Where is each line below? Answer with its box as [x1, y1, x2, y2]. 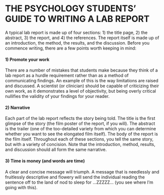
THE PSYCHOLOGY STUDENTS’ [5, 3, 136, 14]
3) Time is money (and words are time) [5, 158, 85, 164]
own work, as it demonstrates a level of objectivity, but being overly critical [5, 88, 156, 94]
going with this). [5, 184, 38, 190]
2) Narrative [5, 104, 30, 110]
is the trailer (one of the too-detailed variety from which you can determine [5, 126, 156, 132]
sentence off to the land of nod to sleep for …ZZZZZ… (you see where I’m [5, 179, 153, 185]
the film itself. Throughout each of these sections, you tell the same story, [5, 136, 154, 142]
